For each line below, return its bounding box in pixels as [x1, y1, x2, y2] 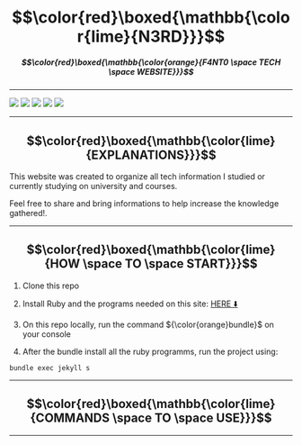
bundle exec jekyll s [9, 363, 91, 372]
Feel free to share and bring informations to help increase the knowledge [9, 197, 280, 209]
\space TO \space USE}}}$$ [111, 411, 272, 426]
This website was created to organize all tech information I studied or [9, 170, 265, 182]
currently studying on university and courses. [9, 180, 178, 191]
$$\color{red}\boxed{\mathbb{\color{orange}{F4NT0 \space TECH [21, 57, 281, 68]
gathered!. [9, 207, 48, 218]
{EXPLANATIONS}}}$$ [85, 147, 217, 162]
